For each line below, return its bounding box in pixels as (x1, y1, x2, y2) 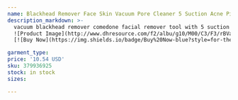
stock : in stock (7, 68, 55, 76)
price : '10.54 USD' (7, 56, 65, 63)
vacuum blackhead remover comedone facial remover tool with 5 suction (13, 23, 230, 30)
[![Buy (13, 37, 33, 44)
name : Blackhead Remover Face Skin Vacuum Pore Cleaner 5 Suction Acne (7, 10, 223, 18)
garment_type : (7, 49, 50, 56)
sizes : (7, 75, 27, 82)
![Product (13, 30, 42, 37)
